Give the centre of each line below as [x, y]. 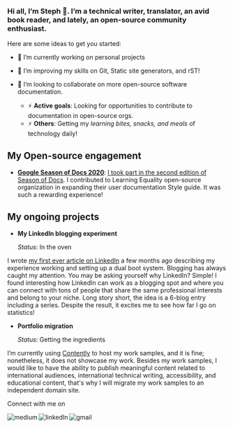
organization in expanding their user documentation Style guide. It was [119, 187]
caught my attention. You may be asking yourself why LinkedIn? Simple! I [112, 275]
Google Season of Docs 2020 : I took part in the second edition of [112, 172]
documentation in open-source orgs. [81, 116]
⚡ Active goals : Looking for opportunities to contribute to [110, 106]
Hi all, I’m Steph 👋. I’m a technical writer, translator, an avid [108, 11]
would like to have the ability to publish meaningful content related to [106, 368]
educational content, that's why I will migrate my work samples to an [106, 383]
